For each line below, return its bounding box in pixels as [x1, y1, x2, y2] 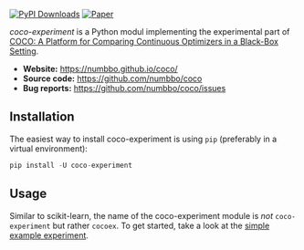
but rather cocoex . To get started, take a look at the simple [52, 220, 270, 231]
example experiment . [9, 229, 89, 241]
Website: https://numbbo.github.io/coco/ [22, 64, 178, 74]
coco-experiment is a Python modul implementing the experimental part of [9, 26, 290, 36]
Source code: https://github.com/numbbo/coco [22, 73, 203, 84]
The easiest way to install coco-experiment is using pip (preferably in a [9, 133, 278, 144]
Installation [9, 109, 75, 125]
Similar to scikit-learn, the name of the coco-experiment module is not [9, 210, 274, 221]
